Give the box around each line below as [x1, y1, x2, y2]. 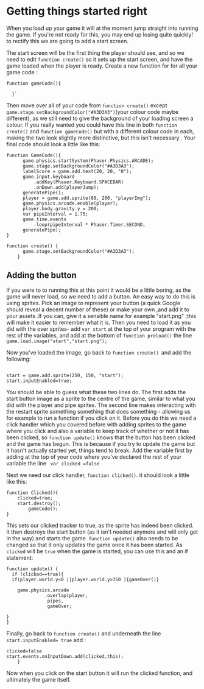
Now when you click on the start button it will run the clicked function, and [6, 669, 193, 677]
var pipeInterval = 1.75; [22, 211, 88, 217]
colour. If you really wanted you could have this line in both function [6, 121, 178, 129]
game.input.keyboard [22, 174, 75, 180]
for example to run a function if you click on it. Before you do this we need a [6, 414, 197, 422]
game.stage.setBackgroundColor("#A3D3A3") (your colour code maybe [6, 108, 179, 115]
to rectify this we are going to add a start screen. [6, 37, 129, 44]
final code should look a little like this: [6, 140, 100, 147]
